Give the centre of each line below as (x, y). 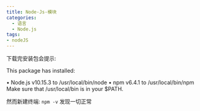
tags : (13, 35)
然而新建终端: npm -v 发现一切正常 (49, 102)
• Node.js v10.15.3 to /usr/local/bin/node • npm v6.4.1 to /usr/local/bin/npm (100, 82)
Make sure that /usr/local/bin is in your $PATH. (65, 89)
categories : (21, 18)
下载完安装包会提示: (31, 58)
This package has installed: (41, 70)
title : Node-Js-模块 (31, 12)
